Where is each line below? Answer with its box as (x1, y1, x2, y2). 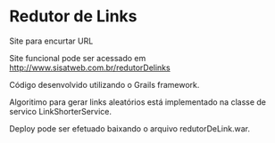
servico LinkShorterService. (9, 106, 112, 116)
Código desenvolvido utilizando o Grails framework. (9, 79, 200, 90)
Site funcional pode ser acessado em (9, 52, 146, 63)
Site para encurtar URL (9, 36, 94, 46)
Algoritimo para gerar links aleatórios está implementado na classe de (9, 96, 266, 107)
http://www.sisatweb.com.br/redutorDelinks (9, 62, 171, 73)
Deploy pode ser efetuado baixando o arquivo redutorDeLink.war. (9, 123, 250, 134)
